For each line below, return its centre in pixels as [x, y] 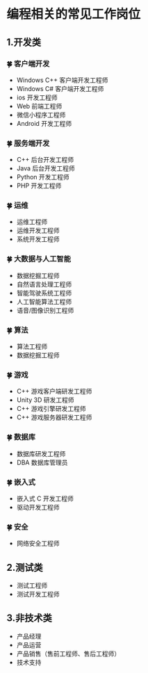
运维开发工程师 [38, 231]
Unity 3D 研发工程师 [45, 400]
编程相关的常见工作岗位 [74, 14]
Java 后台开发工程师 [46, 168]
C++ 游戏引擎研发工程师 [51, 409]
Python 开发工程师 [43, 177]
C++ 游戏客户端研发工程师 [54, 391]
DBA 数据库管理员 [42, 462]
